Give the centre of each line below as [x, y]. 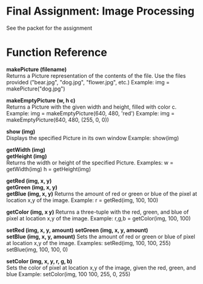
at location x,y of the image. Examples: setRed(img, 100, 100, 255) [88, 243]
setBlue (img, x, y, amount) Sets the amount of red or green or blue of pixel [101, 236]
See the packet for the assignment [49, 28]
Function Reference [57, 52]
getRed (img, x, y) [29, 181]
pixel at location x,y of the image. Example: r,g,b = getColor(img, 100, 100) [98, 218]
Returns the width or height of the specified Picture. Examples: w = [90, 163]
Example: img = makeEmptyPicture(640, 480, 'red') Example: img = [91, 113]
